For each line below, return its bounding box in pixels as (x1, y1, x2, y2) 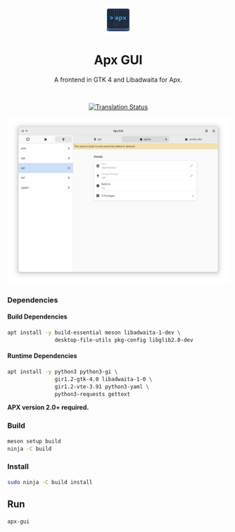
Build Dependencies (7, 312, 68, 321)
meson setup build (7, 438, 61, 445)
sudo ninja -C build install (7, 478, 93, 485)
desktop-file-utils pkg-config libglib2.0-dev (54, 336, 193, 343)
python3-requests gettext (54, 390, 131, 397)
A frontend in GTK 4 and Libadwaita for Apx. (53, 75, 183, 84)
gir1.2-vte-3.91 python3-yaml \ (54, 383, 150, 390)
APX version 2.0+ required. (7, 403, 89, 412)
